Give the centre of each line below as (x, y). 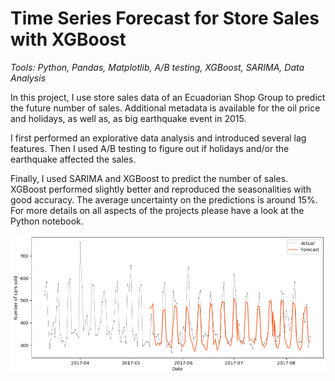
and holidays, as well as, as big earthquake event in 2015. (128, 118)
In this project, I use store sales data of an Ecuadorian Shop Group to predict (168, 97)
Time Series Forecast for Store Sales (165, 18)
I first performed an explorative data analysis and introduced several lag (158, 138)
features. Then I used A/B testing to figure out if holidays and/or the (150, 148)
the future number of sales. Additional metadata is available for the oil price (165, 108)
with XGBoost (68, 39)
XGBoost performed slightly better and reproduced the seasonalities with (161, 189)
